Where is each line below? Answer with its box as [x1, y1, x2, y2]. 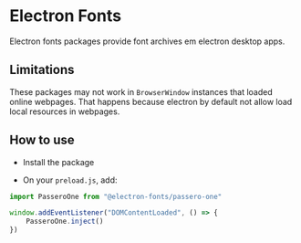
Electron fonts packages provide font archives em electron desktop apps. [9, 36, 285, 47]
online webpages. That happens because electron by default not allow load [9, 96, 293, 107]
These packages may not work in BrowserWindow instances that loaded [9, 86, 274, 97]
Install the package [22, 156, 95, 167]
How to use [9, 132, 75, 148]
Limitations [9, 62, 75, 78]
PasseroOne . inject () [26, 217, 104, 227]
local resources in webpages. [9, 106, 120, 117]
